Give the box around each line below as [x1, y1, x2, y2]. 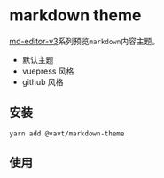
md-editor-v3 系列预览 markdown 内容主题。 [9, 35, 160, 46]
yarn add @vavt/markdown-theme [9, 129, 125, 138]
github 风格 [21, 76, 64, 87]
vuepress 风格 [21, 66, 74, 76]
